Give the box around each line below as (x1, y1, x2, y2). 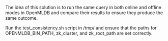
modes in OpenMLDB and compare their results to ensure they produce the (5, 10, 163, 16)
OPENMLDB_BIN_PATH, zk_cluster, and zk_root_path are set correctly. (5, 30, 153, 36)
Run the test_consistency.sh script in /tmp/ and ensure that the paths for (5, 25, 157, 31)
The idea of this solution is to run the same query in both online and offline (5, 5, 161, 10)
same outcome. (5, 15, 38, 21)
